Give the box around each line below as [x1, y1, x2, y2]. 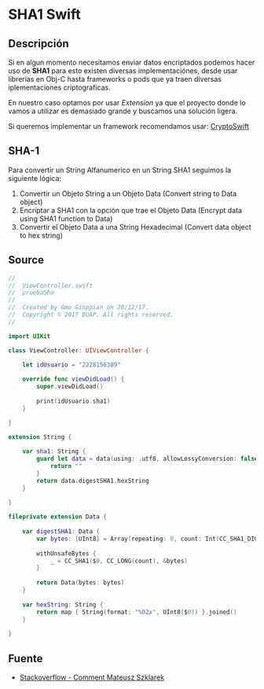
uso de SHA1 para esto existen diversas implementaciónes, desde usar [8, 66, 238, 76]
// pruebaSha [8, 289, 55, 297]
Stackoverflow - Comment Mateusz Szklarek [19, 672, 165, 682]
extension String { [8, 433, 72, 441]
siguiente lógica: [8, 173, 61, 182]
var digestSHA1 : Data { [22, 528, 101, 536]
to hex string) [19, 230, 64, 240]
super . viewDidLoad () [36, 383, 104, 391]
